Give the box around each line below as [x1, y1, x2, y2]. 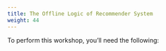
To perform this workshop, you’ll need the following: [7, 36, 160, 44]
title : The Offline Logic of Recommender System [7, 10, 153, 17]
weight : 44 [7, 17, 40, 24]
